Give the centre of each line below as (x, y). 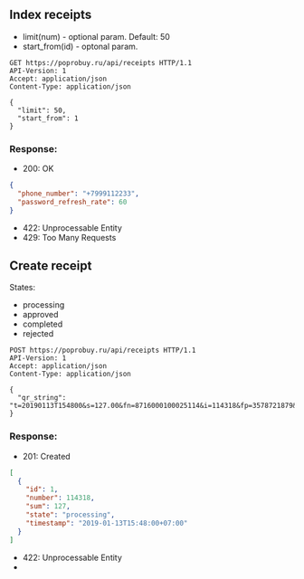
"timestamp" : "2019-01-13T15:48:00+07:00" (107, 523)
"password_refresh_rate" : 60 (72, 202)
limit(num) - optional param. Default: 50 (96, 36)
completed (43, 324)
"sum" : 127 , (48, 507)
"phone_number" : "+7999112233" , (79, 194)
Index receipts (51, 15)
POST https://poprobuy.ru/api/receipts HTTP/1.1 (103, 351)
